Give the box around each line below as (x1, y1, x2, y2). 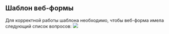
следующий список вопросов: (5, 23, 72, 29)
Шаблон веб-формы (5, 4, 74, 12)
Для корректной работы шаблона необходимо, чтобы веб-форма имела (5, 17, 164, 23)
